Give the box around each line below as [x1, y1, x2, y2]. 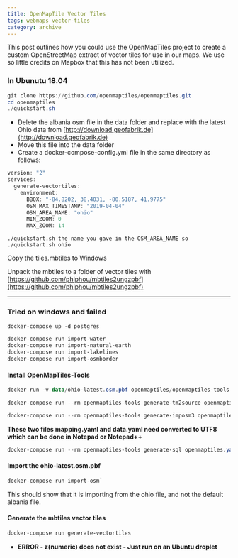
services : [7, 176, 37, 183]
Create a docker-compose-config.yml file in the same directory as [17, 148, 211, 157]
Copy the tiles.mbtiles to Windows [7, 253, 108, 263]
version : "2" [7, 170, 46, 177]
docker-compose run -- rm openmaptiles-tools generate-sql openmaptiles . [7, 446, 227, 453]
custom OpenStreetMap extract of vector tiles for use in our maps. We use [7, 50, 225, 59]
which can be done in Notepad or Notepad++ [7, 432, 143, 441]
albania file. [7, 498, 41, 506]
